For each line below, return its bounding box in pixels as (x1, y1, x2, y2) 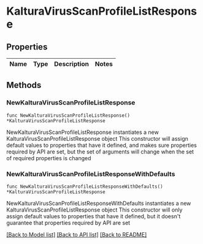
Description (54, 60, 89, 68)
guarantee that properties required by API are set (6, 219, 131, 226)
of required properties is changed (6, 154, 91, 161)
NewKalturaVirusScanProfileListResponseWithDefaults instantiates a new (6, 199, 191, 207)
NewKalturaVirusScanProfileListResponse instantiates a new (6, 128, 159, 136)
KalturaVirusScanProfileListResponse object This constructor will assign (6, 135, 188, 142)
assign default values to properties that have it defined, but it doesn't (6, 212, 181, 220)
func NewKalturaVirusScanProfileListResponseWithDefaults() (6, 183, 164, 190)
